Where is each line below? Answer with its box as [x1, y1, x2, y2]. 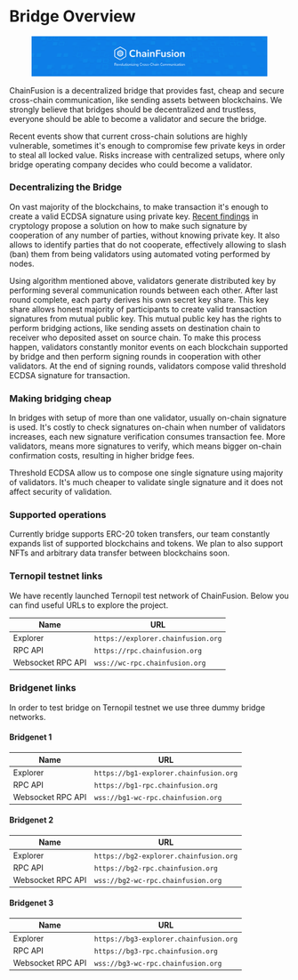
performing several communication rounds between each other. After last [9, 285, 278, 296]
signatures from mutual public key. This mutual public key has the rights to [9, 313, 282, 324]
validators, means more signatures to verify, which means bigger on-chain [9, 441, 282, 451]
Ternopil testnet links [9, 570, 103, 582]
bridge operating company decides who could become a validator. [9, 158, 254, 170]
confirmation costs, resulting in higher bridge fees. [9, 450, 195, 461]
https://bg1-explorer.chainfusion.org [93, 768, 238, 778]
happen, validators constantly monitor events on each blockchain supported [9, 341, 289, 352]
